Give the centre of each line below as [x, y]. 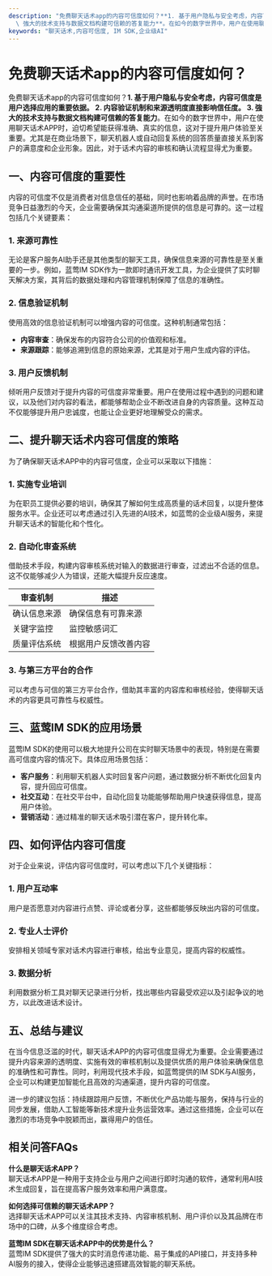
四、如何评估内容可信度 [67, 844]
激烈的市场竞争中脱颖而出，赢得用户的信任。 [83, 1120]
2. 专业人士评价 [38, 931]
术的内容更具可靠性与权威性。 [58, 700]
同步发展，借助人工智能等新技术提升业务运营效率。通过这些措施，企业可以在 [136, 1109]
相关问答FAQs [43, 1148]
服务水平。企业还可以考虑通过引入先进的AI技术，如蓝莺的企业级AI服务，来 [132, 514]
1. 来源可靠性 [33, 241]
